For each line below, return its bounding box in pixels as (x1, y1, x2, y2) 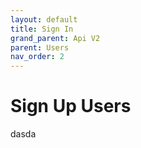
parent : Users (10, 42, 70, 53)
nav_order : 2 (10, 52, 65, 62)
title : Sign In (10, 24, 74, 34)
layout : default (10, 14, 78, 25)
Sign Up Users (10, 95, 132, 118)
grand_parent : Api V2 (10, 33, 101, 43)
